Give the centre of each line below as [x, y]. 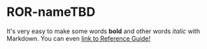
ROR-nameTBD [51, 12]
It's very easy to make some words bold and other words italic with [103, 31]
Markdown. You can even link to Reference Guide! [79, 38]
